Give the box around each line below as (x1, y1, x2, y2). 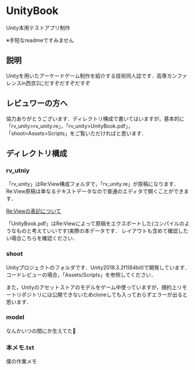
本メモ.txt (6, 343, 35, 351)
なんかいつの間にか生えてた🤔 (6, 327, 76, 334)
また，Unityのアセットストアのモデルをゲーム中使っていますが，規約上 (6, 283, 177, 291)
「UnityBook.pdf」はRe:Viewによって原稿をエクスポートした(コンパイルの (6, 220, 184, 227)
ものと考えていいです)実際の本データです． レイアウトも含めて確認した (16, 228, 189, 235)
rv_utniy (6, 166, 30, 174)
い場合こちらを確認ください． (6, 235, 78, 242)
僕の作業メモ (6, 358, 37, 365)
